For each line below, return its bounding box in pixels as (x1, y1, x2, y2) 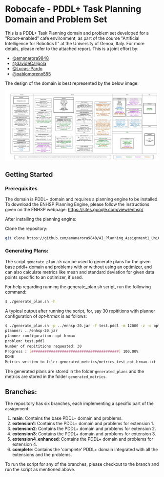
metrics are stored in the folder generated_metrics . (5, 374, 107, 379)
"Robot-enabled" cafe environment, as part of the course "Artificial (5, 35, 140, 41)
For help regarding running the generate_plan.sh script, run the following (5, 283, 151, 290)
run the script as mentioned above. (5, 467, 76, 473)
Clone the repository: (5, 226, 48, 231)
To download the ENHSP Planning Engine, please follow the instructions (5, 201, 150, 207)
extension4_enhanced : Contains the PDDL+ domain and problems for (12, 436, 154, 442)
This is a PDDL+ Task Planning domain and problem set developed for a (5, 30, 149, 36)
